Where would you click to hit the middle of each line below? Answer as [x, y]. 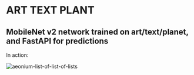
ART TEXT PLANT [51, 10]
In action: [17, 55]
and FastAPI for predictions [57, 41]
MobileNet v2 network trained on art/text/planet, [97, 32]
